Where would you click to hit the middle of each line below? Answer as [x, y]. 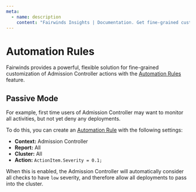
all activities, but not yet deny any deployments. [63, 119]
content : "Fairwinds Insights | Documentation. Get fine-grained [98, 22]
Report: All [27, 148]
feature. [15, 80]
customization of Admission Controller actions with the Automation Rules [94, 74]
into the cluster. [25, 184]
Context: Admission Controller [51, 142]
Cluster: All [28, 154]
